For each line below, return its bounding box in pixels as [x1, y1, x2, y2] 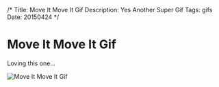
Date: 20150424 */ [7, 13, 60, 21]
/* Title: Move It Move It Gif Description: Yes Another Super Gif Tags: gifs [7, 6, 213, 14]
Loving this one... [7, 59, 56, 67]
